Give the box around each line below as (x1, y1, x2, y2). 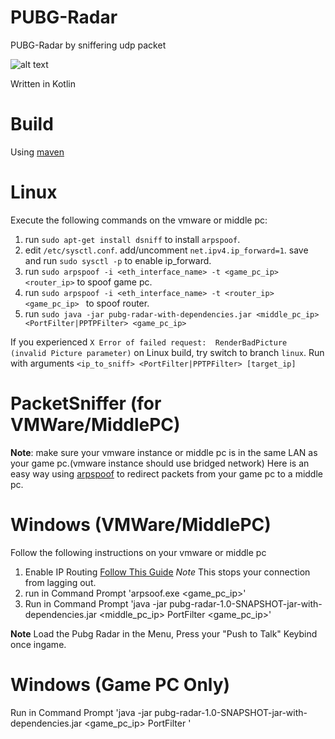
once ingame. (10, 638, 67, 650)
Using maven (10, 146, 65, 158)
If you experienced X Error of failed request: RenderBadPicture (10, 336, 288, 348)
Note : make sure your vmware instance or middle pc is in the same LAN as (10, 446, 318, 458)
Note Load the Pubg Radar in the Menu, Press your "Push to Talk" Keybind (10, 627, 318, 640)
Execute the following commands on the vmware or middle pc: (10, 214, 268, 226)
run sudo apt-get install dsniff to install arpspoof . (24, 233, 241, 245)
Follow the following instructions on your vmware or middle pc (10, 546, 267, 558)
